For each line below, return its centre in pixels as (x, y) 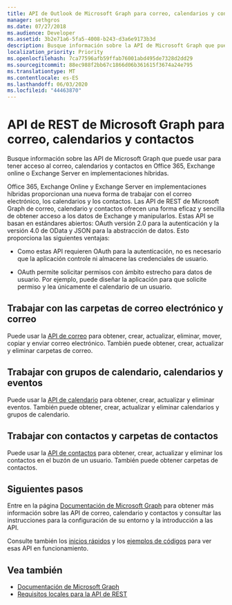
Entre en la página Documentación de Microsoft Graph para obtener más (110, 506)
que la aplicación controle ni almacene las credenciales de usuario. (113, 259)
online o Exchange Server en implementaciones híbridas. (88, 173)
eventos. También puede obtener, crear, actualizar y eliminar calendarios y (113, 407)
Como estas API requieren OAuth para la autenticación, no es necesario (119, 251)
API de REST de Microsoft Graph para (116, 125)
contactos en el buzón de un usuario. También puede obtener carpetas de (113, 460)
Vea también (35, 570)
